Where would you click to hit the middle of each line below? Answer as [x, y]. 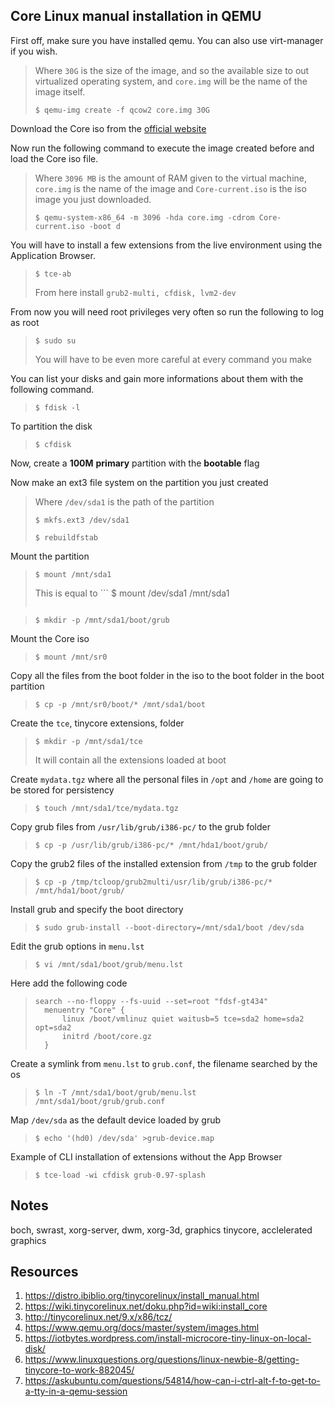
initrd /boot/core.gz [106, 1036]
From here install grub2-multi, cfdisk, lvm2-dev [135, 292]
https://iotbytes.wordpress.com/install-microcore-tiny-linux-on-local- [168, 1338]
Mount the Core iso [50, 638]
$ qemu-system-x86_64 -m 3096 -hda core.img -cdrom [144, 217]
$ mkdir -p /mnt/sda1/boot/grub [102, 620]
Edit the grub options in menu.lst [77, 946]
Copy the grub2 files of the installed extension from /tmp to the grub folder [164, 863]
